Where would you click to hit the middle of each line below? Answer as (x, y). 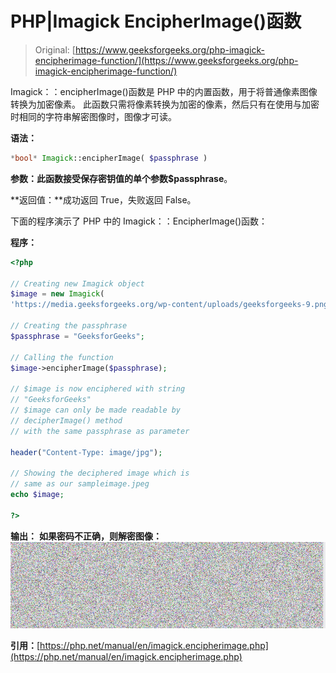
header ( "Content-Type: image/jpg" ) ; (86, 452)
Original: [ (55, 49)
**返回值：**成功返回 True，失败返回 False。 (103, 199)
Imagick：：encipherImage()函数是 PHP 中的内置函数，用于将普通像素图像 (164, 91)
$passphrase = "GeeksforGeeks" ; (77, 336)
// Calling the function (62, 357)
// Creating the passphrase (69, 326)
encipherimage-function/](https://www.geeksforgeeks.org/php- (166, 60)
